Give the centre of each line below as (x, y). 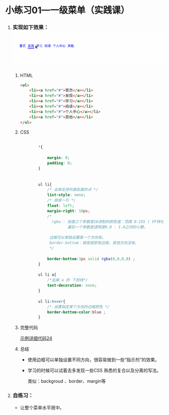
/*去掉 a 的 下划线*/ (67, 280)
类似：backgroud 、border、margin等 (67, 381)
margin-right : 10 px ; (69, 211)
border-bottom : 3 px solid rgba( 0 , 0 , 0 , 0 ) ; (91, 259)
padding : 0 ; (60, 163)
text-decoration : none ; (72, 285)
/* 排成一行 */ (62, 200)
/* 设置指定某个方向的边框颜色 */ (78, 307)
